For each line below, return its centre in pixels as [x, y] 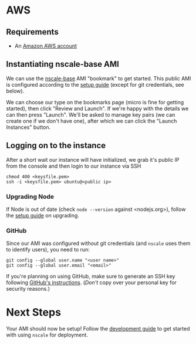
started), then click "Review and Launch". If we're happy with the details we [97, 108]
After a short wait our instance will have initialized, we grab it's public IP [93, 159]
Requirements [32, 32]
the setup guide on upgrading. [43, 215]
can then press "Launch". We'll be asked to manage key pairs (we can [91, 114]
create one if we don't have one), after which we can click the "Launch [92, 121]
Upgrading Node [30, 196]
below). [15, 91]
